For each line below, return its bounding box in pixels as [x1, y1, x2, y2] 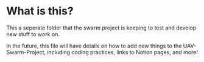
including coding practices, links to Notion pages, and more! [46, 48, 198, 55]
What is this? [6, 4, 74, 18]
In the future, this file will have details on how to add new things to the [6, 42, 182, 49]
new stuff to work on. [6, 30, 60, 37]
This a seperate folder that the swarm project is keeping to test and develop [6, 24, 197, 31]
